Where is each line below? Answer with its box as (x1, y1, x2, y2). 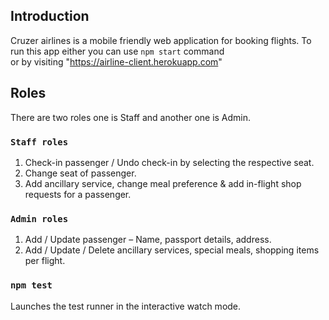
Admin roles (10, 213, 69, 224)
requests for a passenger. (24, 188, 132, 200)
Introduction (10, 8, 90, 25)
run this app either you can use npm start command (10, 45, 225, 57)
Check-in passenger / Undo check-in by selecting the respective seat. (24, 156, 315, 168)
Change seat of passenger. (24, 167, 137, 179)
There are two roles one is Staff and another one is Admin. (10, 111, 252, 123)
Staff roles (10, 136, 69, 148)
